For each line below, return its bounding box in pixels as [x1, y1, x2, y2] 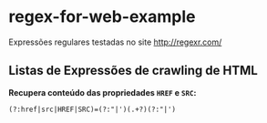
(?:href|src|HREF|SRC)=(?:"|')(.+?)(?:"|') [8, 105, 177, 114]
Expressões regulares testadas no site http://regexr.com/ [8, 36, 222, 47]
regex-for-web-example [8, 6, 196, 27]
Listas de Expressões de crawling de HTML [8, 63, 259, 78]
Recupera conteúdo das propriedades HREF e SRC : [8, 87, 197, 97]
